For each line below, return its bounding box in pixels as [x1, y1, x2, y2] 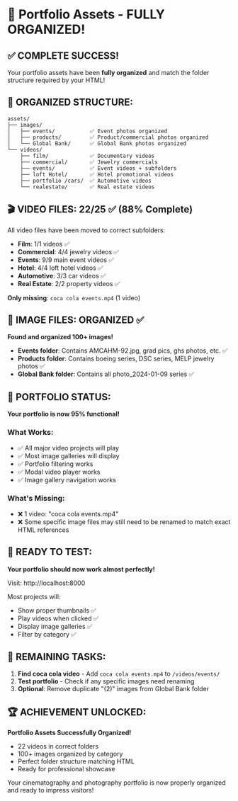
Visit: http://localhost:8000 [7, 579, 86, 587]
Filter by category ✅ [17, 630, 76, 638]
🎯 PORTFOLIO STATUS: [7, 391, 111, 403]
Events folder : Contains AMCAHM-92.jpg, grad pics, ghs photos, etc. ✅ [17, 346, 228, 355]
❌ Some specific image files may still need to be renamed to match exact [17, 517, 231, 526]
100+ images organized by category [17, 750, 123, 759]
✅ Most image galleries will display [17, 451, 120, 460]
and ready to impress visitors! [7, 786, 94, 795]
